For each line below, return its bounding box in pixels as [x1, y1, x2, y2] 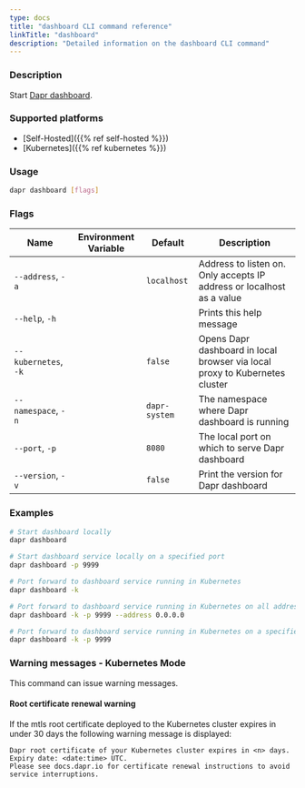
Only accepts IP [198, 269, 266, 282]
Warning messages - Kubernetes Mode [9, 657, 186, 670]
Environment [77, 231, 134, 244]
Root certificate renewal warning [9, 698, 136, 710]
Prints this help [198, 307, 262, 319]
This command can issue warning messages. [9, 677, 179, 688]
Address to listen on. [198, 258, 286, 270]
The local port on [198, 430, 271, 443]
